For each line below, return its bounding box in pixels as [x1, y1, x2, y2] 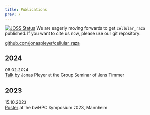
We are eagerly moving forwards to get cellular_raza [36, 25, 146, 31]
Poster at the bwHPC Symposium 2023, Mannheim [5, 105, 108, 111]
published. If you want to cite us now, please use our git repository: [5, 30, 141, 36]
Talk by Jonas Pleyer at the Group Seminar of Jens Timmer [5, 72, 124, 78]
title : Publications [5, 7, 48, 12]
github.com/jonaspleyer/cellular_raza [5, 40, 80, 46]
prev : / [5, 12, 21, 17]
